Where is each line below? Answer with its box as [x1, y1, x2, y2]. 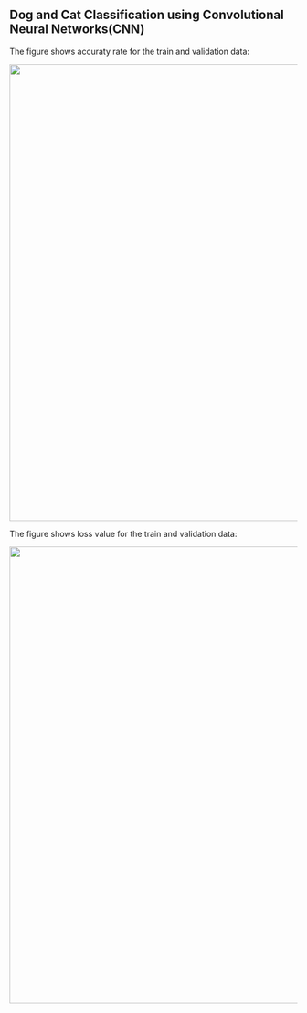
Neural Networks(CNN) [9, 22, 145, 37]
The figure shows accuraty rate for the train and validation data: [9, 46, 249, 57]
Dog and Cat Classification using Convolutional [9, 7, 285, 23]
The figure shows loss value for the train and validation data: [9, 528, 238, 539]
